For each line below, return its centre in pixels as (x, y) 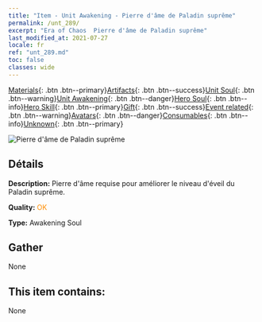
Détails (26, 164)
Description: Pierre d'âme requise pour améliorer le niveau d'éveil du (122, 183)
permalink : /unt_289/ (44, 23)
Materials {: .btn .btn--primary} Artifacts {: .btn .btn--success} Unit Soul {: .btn (132, 90)
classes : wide (32, 68)
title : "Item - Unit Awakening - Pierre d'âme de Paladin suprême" (122, 16)
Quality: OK (28, 207)
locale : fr (26, 45)
